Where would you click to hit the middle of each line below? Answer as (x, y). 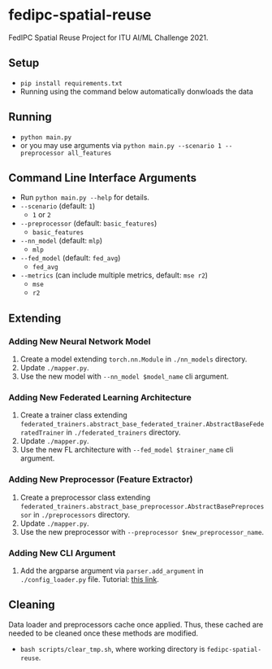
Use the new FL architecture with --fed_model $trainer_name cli (127, 450)
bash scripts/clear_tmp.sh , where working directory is (112, 649)
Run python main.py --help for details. (85, 198)
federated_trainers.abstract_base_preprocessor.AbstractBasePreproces (142, 506)
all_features (90, 153)
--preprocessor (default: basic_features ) (89, 223)
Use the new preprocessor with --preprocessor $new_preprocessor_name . (142, 531)
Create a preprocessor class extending (85, 497)
